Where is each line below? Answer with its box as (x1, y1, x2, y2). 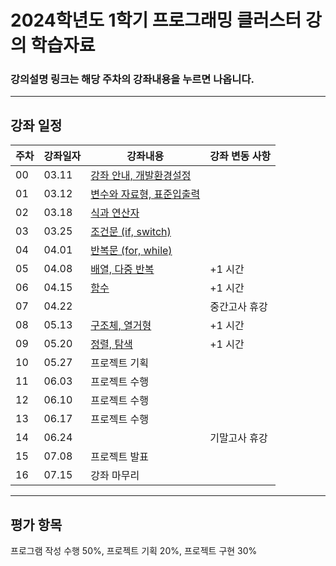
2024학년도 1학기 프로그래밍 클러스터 (10, 9, 302, 32)
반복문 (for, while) (90, 244, 173, 258)
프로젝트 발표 (90, 450, 149, 464)
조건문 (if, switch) (90, 225, 172, 239)
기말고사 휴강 (209, 431, 268, 445)
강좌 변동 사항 (209, 149, 272, 163)
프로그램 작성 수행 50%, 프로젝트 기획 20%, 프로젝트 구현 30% (10, 545, 258, 557)
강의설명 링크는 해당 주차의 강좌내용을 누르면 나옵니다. (10, 72, 255, 86)
